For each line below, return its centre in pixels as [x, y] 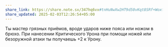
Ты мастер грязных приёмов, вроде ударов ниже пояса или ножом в [79, 28]
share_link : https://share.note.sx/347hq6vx [52, 10]
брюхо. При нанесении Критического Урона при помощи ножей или [78, 34]
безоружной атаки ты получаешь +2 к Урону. [53, 39]
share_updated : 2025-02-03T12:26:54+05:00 [50, 14]
